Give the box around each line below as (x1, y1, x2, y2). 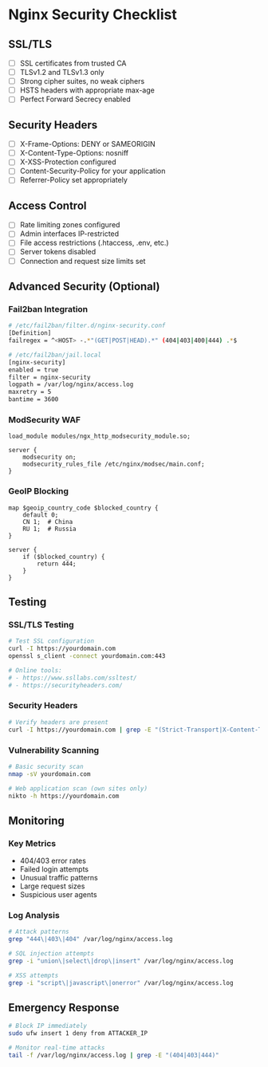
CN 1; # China (22, 518, 73, 526)
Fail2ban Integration (8, 303, 89, 314)
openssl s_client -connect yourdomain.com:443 (8, 652, 166, 660)
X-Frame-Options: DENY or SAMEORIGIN (19, 140, 156, 149)
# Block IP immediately (8, 1022, 88, 1030)
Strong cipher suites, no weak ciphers (19, 77, 145, 86)
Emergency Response (8, 1001, 120, 1014)
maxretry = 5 (8, 388, 52, 396)
